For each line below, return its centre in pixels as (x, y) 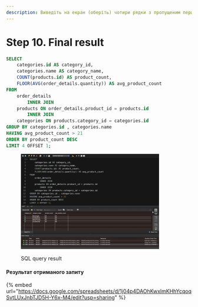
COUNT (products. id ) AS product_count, (64, 77)
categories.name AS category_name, (60, 71)
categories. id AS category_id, (55, 65)
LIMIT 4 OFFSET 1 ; (29, 146)
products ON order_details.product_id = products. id (83, 108)
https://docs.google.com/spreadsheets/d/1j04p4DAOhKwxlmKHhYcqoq (105, 291)
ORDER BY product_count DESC (42, 139)
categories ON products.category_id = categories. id (83, 121)
